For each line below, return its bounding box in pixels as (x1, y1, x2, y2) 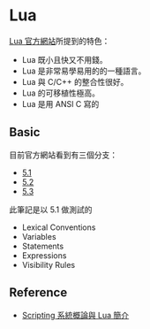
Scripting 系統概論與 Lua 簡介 (21, 310, 130, 320)
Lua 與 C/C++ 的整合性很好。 (21, 76, 129, 87)
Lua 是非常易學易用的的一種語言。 (21, 65, 146, 76)
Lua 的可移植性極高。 (21, 88, 100, 98)
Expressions (21, 249, 67, 261)
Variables (21, 231, 56, 241)
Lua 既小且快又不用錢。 (21, 54, 108, 65)
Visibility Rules (21, 259, 76, 270)
